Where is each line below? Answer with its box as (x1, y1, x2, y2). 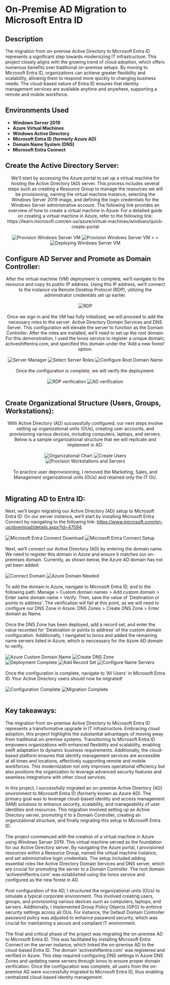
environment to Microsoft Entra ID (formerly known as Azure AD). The (5, 790, 151, 796)
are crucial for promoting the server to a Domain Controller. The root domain (5, 866, 165, 872)
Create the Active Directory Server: (5, 161, 119, 170)
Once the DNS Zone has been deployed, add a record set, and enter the (5, 622, 156, 628)
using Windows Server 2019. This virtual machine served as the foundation (5, 838, 162, 845)
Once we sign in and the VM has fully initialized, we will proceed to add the (7, 314, 164, 320)
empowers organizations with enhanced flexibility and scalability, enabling (5, 741, 161, 747)
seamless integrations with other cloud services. (5, 774, 107, 780)
